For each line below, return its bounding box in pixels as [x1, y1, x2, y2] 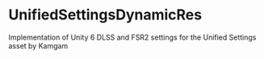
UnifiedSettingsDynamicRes [8, 6, 203, 24]
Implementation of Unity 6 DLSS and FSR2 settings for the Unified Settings [8, 32, 257, 42]
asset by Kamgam [8, 40, 69, 50]
